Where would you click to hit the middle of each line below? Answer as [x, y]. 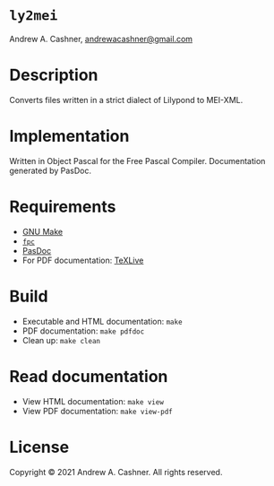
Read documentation [89, 376]
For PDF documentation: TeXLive [83, 260]
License [39, 447]
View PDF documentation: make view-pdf [97, 411]
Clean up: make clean [61, 340]
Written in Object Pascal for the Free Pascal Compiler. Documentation [137, 161]
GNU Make [43, 231]
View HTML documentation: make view [93, 401]
